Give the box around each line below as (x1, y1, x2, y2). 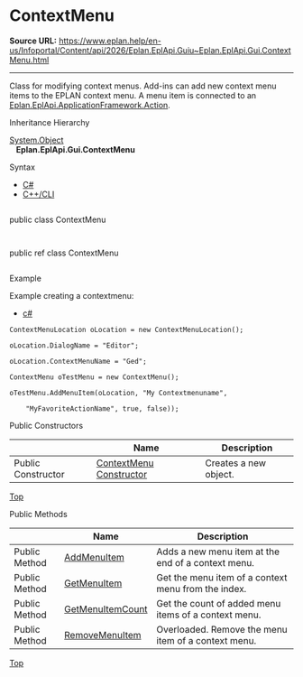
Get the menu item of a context (156, 570, 288, 583)
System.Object (9, 134, 64, 145)
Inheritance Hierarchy (9, 116, 90, 127)
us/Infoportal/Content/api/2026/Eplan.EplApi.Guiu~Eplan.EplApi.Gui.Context (9, 44, 291, 55)
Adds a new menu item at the (156, 545, 280, 558)
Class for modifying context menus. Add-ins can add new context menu (9, 80, 277, 91)
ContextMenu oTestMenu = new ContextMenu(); (9, 372, 179, 382)
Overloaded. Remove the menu (156, 623, 289, 635)
